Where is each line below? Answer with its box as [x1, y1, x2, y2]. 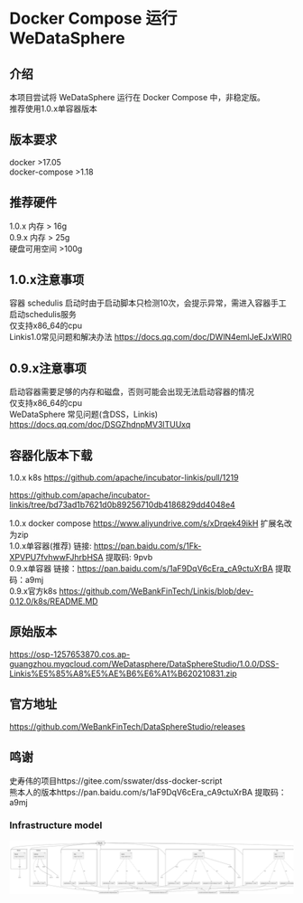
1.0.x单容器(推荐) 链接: [9, 541, 92, 551]
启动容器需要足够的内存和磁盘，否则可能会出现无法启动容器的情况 [9, 386, 254, 398]
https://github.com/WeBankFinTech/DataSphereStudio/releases [9, 720, 246, 732]
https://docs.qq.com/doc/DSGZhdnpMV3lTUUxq [9, 419, 191, 430]
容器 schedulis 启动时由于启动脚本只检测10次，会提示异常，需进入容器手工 [9, 297, 287, 308]
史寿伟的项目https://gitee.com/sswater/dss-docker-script [9, 775, 223, 786]
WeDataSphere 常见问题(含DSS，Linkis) [9, 409, 159, 420]
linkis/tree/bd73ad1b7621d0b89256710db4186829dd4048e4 [9, 499, 236, 511]
